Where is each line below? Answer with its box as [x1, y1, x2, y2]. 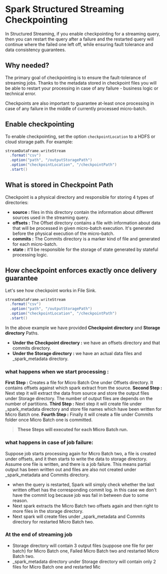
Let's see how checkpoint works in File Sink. [5, 287, 97, 294]
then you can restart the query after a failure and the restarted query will [5, 36, 154, 42]
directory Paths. [5, 330, 39, 336]
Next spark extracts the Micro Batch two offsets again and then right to [12, 502, 159, 509]
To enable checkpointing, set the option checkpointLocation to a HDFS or [5, 133, 156, 139]
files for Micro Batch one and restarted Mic [12, 563, 101, 569]
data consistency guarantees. [5, 47, 66, 53]
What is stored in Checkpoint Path [5, 181, 114, 189]
